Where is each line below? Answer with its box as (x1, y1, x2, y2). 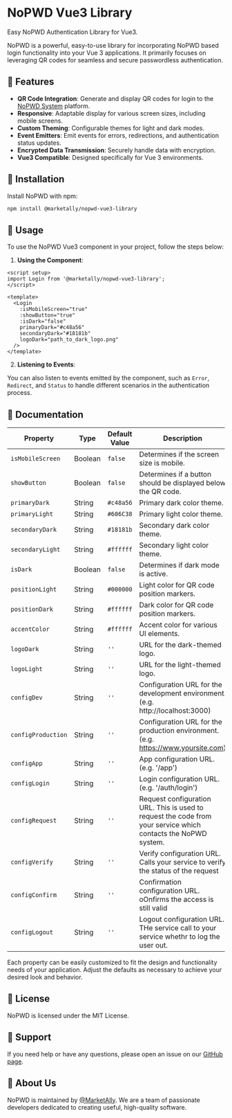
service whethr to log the (139, 932, 220, 941)
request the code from (139, 812, 212, 822)
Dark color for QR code (139, 601, 214, 610)
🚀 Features (7, 76, 55, 88)
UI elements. (139, 629, 180, 639)
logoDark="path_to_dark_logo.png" (19, 336, 119, 344)
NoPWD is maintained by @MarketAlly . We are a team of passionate (7, 1096, 200, 1104)
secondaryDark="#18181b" (19, 330, 91, 337)
